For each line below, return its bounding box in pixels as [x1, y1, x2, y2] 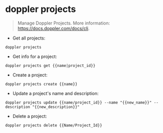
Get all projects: [12, 35, 45, 41]
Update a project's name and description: [12, 90, 99, 96]
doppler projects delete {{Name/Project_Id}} [5, 122, 102, 128]
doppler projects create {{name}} [5, 81, 78, 86]
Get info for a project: [12, 53, 57, 59]
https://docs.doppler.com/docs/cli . [17, 25, 90, 31]
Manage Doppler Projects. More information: [17, 20, 110, 26]
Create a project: [12, 71, 48, 78]
